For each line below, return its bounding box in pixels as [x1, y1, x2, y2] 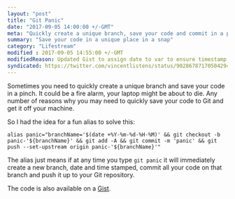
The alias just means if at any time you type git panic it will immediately [7, 156, 215, 164]
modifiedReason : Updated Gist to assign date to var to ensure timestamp [7, 56, 227, 63]
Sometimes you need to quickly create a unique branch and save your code [7, 81, 225, 90]
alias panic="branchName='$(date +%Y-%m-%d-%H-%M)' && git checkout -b [7, 131, 220, 138]
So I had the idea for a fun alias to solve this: [7, 117, 135, 126]
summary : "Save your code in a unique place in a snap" [7, 36, 173, 43]
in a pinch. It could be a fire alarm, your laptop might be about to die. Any [7, 89, 218, 97]
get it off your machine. [7, 104, 75, 112]
